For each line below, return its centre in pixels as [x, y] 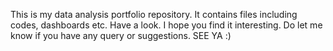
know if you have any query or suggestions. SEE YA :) [121, 35]
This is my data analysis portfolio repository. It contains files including [154, 14]
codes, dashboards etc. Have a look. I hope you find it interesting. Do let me [166, 25]
